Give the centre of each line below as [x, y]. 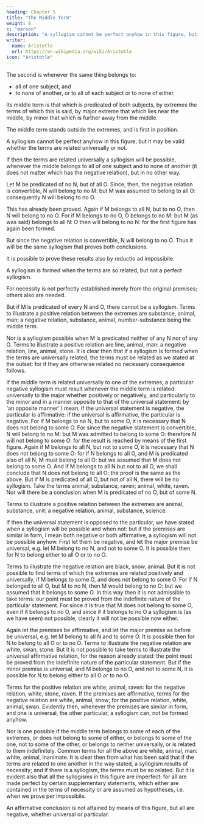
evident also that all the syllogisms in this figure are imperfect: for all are [97, 776]
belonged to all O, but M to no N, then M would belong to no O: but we [94, 586]
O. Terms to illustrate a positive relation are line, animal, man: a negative [97, 344]
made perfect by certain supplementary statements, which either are [93, 783]
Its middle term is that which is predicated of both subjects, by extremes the [102, 105]
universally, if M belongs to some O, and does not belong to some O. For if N [102, 579]
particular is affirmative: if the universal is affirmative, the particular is [93, 414]
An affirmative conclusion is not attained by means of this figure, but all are [100, 808]
